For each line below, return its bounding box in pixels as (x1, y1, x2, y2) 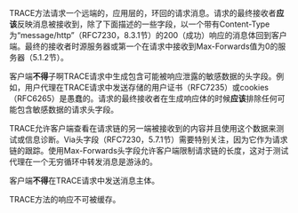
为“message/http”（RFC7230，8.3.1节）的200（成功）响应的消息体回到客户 (9, 30, 287, 40)
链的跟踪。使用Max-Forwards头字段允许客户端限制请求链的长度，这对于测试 (9, 146, 289, 155)
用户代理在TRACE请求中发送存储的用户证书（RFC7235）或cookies (24, 83, 270, 92)
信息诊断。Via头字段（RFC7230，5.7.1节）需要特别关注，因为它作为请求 (24, 134, 288, 145)
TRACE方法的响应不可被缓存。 (9, 194, 121, 204)
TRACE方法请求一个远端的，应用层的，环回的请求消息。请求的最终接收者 (9, 8, 277, 18)
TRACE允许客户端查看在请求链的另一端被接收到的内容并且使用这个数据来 (9, 123, 277, 133)
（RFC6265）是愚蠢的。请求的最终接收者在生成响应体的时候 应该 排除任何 (9, 93, 278, 104)
